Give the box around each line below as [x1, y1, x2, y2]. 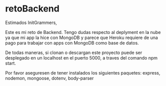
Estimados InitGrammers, [5, 19, 57, 25]
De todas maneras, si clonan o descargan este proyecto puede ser [5, 49, 142, 55]
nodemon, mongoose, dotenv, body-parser [5, 75, 94, 81]
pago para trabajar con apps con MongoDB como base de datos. [5, 39, 139, 45]
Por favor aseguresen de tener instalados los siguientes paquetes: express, [5, 69, 160, 75]
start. [5, 60, 16, 66]
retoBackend [5, 3, 60, 14]
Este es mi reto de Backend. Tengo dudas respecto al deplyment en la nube [5, 29, 161, 35]
